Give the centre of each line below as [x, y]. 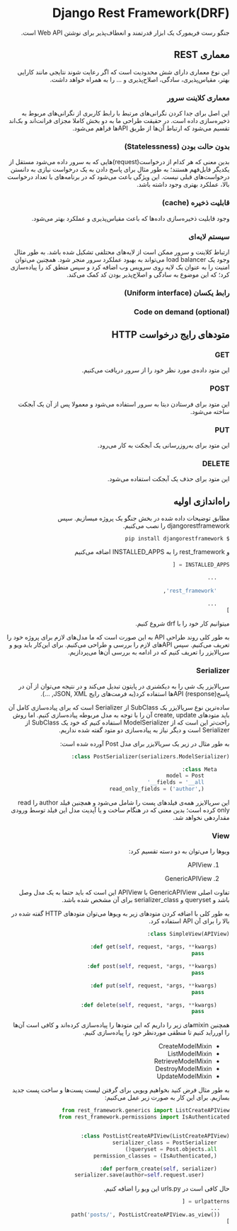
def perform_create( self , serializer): [158, 1169]
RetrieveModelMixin [183, 1061]
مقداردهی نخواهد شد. [201, 818]
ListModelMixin [190, 1054]
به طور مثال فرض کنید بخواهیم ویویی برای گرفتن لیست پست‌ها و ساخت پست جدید [121, 1090]
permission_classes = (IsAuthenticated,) [155, 1156]
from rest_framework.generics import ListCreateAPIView [146, 1111]
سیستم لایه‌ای [209, 236]
